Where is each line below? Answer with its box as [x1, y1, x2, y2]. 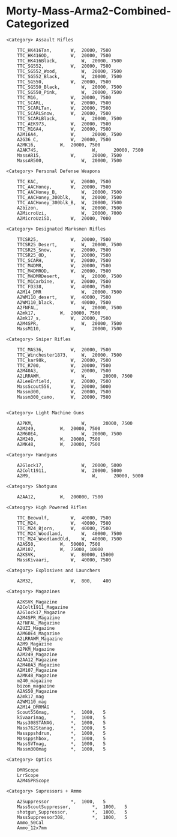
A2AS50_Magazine [17, 688, 58, 694]
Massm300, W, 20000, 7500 [17, 388, 112, 394]
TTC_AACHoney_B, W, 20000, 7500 [17, 189, 122, 195]
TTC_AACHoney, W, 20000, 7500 [17, 184, 112, 190]
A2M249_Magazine [17, 651, 58, 657]
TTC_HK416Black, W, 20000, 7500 [17, 58, 122, 64]
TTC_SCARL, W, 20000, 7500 [17, 100, 112, 106]
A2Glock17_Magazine [17, 609, 66, 615]
